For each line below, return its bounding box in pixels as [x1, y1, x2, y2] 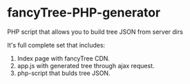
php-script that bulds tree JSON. [17, 69, 111, 77]
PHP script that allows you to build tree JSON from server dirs [7, 28, 183, 36]
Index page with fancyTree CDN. [17, 54, 111, 63]
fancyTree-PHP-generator [7, 5, 161, 21]
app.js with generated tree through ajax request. [17, 61, 155, 70]
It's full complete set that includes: [7, 41, 106, 49]
